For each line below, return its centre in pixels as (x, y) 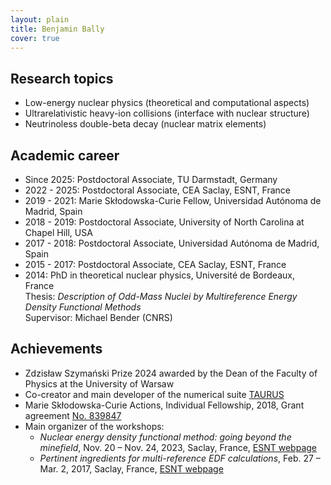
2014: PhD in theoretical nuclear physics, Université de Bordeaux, (159, 275)
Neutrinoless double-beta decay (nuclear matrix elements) (145, 124)
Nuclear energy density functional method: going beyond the (165, 437)
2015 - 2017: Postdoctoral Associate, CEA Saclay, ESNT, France (155, 264)
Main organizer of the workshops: (94, 426)
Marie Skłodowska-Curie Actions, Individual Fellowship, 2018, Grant (164, 405)
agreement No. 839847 (73, 415)
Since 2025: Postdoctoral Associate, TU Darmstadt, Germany (151, 179)
